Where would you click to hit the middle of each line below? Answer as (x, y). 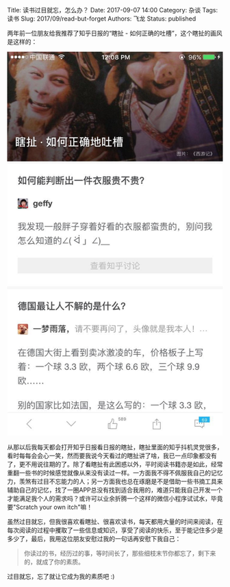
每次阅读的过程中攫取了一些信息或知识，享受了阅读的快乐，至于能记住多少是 (115, 530)
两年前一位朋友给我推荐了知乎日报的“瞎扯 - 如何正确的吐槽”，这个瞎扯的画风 (115, 33)
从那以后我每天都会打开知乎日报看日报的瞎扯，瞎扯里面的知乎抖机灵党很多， (115, 447)
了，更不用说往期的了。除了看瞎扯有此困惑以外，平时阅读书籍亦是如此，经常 (115, 464)
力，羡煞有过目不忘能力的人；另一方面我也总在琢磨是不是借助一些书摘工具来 (115, 481)
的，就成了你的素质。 (54, 562)
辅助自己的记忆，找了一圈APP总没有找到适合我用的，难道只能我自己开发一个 (115, 490)
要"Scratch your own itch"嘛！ (50, 507)
